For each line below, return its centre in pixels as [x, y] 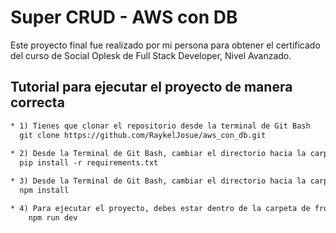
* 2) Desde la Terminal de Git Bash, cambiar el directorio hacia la [158, 154]
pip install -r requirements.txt [89, 163]
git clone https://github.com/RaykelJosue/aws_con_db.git [143, 135]
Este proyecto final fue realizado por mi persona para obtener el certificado [165, 45]
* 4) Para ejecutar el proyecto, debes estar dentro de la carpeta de [160, 208]
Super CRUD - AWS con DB [124, 17]
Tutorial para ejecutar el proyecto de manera [151, 87]
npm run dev [53, 217]
